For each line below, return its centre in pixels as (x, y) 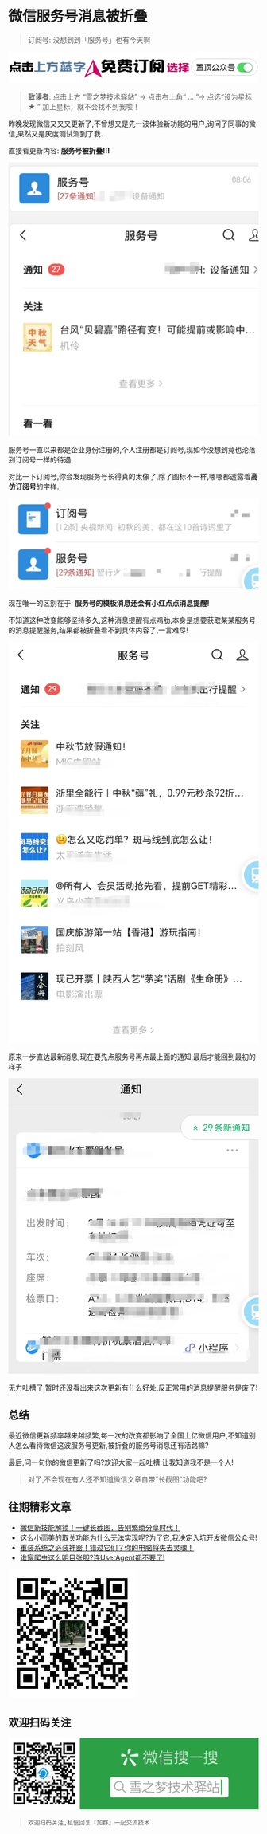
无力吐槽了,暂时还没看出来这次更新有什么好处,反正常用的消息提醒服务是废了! (133, 1387)
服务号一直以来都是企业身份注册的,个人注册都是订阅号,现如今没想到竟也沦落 (132, 450)
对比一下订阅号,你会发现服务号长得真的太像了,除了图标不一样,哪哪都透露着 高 (133, 477)
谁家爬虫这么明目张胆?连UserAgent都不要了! (92, 1558)
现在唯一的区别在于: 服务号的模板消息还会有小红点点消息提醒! (109, 603)
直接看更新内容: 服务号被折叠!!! (59, 150)
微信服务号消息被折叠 (78, 16)
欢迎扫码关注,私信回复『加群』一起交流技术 (89, 1823)
